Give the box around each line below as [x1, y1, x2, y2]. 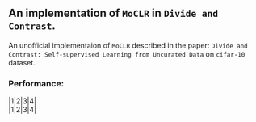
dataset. [8, 57, 36, 67]
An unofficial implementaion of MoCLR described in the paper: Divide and [8, 40, 248, 50]
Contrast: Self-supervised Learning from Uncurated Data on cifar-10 [8, 48, 246, 59]
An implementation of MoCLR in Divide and [8, 6, 219, 20]
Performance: [8, 78, 65, 89]
